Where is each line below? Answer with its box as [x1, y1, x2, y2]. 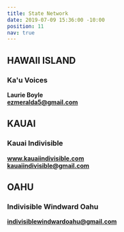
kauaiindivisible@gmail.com [7, 161, 90, 170]
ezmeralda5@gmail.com [7, 97, 78, 106]
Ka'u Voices [7, 75, 48, 84]
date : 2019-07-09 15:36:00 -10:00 [7, 16, 106, 23]
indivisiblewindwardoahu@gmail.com [7, 218, 117, 226]
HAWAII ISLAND [7, 54, 76, 66]
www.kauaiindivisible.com [7, 154, 84, 162]
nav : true [7, 29, 35, 36]
